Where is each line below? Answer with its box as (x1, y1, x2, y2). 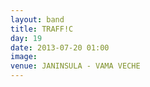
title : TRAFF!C (10, 24, 74, 34)
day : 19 (10, 33, 43, 43)
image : (10, 52, 38, 62)
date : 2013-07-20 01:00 (10, 42, 110, 53)
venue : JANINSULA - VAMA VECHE (10, 61, 141, 71)
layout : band (10, 14, 65, 25)
